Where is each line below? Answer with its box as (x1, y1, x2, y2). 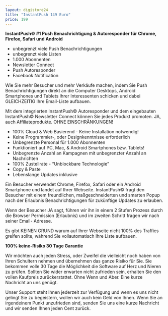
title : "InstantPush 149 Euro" (5, 12, 71, 17)
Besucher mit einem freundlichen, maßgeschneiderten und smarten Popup (5, 192, 160, 198)
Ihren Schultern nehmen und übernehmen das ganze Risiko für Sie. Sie (5, 258, 152, 264)
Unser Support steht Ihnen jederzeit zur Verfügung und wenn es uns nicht (5, 289, 158, 295)
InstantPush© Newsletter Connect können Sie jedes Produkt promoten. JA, (5, 114, 161, 120)
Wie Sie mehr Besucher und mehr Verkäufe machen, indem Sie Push (5, 82, 147, 88)
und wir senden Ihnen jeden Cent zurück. (5, 305, 91, 311)
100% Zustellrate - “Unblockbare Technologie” (12, 161, 110, 167)
